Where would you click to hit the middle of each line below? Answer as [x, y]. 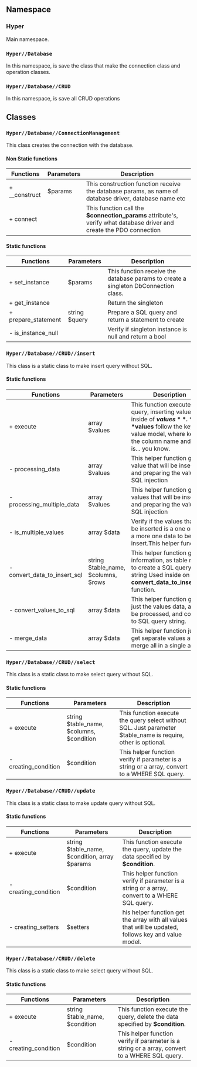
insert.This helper [155, 543]
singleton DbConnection [141, 286]
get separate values [158, 638]
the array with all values [155, 920]
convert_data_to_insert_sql [46, 575]
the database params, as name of [132, 192]
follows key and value [152, 934]
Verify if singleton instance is [147, 330]
